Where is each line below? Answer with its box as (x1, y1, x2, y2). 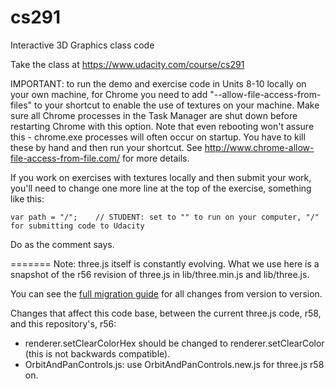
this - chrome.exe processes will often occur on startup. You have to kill (10, 131, 306, 143)
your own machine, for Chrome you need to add (10, 88, 208, 100)
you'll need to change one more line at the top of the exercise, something (10, 182, 312, 194)
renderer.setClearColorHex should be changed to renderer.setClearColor (24, 337, 325, 349)
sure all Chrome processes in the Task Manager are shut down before (10, 109, 298, 121)
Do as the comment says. (10, 238, 115, 250)
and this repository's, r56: (10, 317, 117, 330)
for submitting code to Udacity (10, 221, 145, 231)
